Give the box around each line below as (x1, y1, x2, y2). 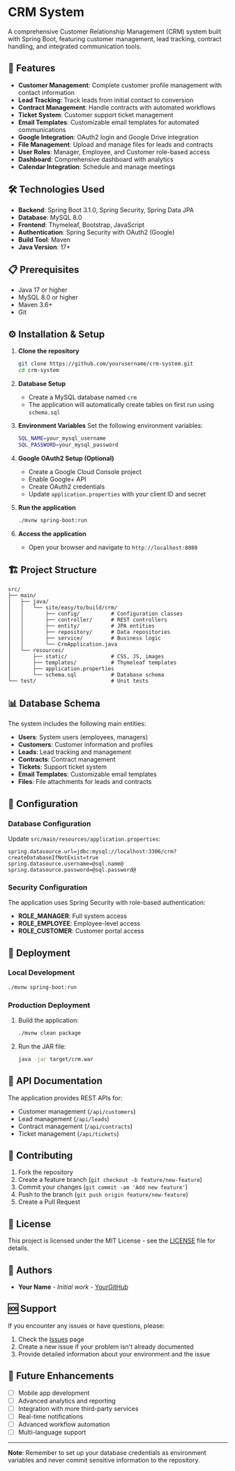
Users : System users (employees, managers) (17, 733, 149, 741)
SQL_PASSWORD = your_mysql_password (17, 441, 119, 448)
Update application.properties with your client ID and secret (28, 489, 206, 498)
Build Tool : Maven (17, 235, 71, 244)
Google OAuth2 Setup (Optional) (17, 454, 114, 462)
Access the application (17, 529, 86, 538)
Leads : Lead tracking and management (17, 748, 132, 756)
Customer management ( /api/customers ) (17, 1107, 136, 1116)
